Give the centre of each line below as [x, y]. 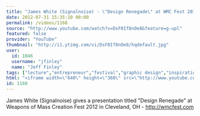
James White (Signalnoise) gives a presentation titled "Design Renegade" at [99, 101]
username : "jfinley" [37, 61]
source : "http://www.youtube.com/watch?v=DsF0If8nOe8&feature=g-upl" [94, 28]
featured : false [26, 34]
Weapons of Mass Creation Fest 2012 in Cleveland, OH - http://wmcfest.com [100, 107]
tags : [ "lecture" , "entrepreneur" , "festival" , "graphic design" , [86, 73]
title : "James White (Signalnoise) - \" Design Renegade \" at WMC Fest [96, 12]
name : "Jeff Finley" [37, 67]
